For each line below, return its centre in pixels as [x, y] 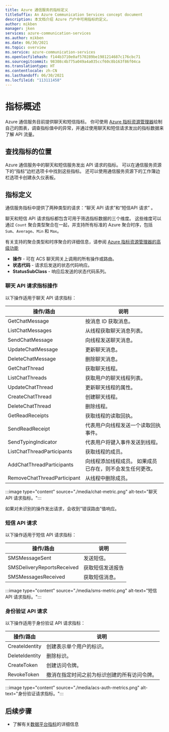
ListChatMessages [30, 330]
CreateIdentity [25, 646]
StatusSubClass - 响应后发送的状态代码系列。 [61, 271]
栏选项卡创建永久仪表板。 [32, 177]
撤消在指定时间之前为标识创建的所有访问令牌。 [102, 675]
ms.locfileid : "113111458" [33, 80]
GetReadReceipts [28, 415]
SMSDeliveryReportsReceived [43, 567]
